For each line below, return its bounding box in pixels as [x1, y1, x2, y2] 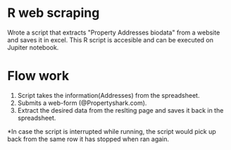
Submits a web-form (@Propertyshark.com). [17, 99, 147, 107]
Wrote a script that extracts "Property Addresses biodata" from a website [7, 28, 220, 37]
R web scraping [7, 5, 100, 21]
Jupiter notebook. [7, 43, 59, 51]
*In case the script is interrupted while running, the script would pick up [7, 127, 216, 135]
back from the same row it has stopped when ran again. [7, 135, 170, 143]
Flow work [7, 68, 69, 84]
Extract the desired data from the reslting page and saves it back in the [17, 106, 224, 114]
